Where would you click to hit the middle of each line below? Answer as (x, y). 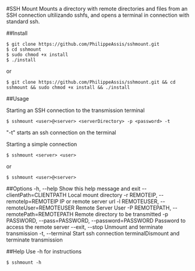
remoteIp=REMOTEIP (32, 201)
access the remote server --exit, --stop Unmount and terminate (85, 227)
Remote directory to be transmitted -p (121, 214)
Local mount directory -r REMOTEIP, (113, 195)
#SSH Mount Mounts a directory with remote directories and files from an (97, 9)
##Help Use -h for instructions (44, 251)
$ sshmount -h (24, 263)
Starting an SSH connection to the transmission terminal (76, 110)
